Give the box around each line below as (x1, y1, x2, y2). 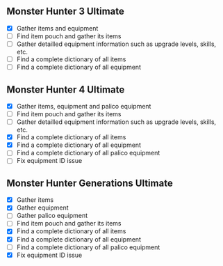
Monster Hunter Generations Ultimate (6, 177, 173, 189)
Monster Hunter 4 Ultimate (6, 84, 125, 95)
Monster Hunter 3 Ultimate (6, 6, 124, 17)
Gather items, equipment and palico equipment (16, 102, 151, 110)
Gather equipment (16, 203, 69, 212)
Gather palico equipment (16, 212, 88, 220)
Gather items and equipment (16, 24, 99, 32)
